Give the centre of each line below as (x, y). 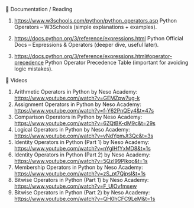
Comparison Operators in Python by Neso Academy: (78, 117)
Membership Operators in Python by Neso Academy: (78, 167)
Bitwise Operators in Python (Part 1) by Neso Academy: (81, 180)
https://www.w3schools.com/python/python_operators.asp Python (96, 20)
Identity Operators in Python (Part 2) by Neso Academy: (82, 155)
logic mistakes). (33, 69)
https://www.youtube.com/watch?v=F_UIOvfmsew (75, 186)
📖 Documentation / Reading (39, 9)
